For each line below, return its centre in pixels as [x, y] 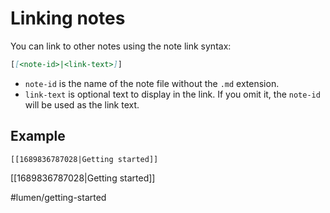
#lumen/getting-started [58, 197]
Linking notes [68, 18]
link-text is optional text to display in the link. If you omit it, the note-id [172, 94]
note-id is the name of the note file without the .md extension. [152, 83]
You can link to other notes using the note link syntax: [121, 46]
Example [38, 136]
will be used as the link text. [82, 104]
